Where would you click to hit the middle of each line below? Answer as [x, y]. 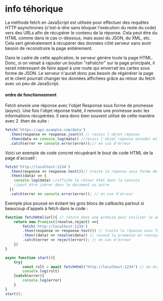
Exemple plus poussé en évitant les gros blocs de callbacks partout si [75, 203]
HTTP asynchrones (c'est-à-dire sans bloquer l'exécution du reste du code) [81, 27]
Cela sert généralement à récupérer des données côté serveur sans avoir [78, 43]
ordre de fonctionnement [31, 95]
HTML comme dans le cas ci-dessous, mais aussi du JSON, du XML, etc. [78, 38]
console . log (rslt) [41, 271]
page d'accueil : [21, 158]
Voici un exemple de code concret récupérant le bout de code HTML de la [79, 153]
